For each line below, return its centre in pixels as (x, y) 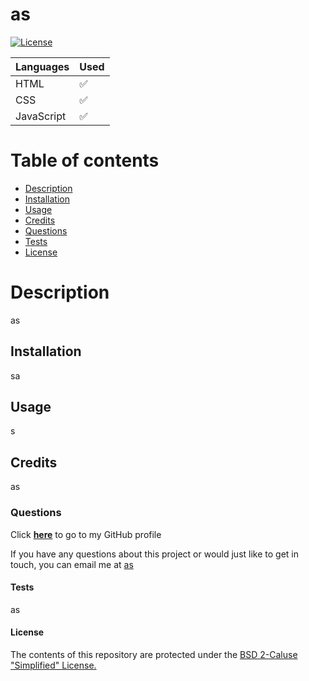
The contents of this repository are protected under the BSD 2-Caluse (154, 654)
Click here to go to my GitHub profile (86, 534)
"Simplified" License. (53, 665)
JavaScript (41, 116)
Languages (42, 66)
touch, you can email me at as (72, 564)
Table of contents (85, 160)
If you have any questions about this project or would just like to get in (154, 554)
